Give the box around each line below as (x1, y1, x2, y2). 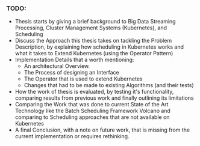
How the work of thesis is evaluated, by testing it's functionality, (14, 88, 174, 96)
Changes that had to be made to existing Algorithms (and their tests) (23, 82, 194, 89)
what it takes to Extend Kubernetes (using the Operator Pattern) (14, 50, 173, 57)
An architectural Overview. (23, 62, 90, 70)
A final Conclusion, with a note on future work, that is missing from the (14, 126, 190, 133)
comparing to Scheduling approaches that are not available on (14, 114, 170, 121)
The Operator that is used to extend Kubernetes (23, 75, 143, 82)
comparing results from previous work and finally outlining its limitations (14, 94, 194, 102)
